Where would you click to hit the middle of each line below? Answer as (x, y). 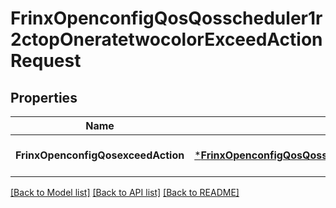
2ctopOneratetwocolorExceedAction (166, 39)
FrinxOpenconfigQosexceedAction (100, 155)
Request (46, 61)
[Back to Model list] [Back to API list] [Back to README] (125, 192)
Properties (44, 97)
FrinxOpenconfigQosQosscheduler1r (166, 18)
